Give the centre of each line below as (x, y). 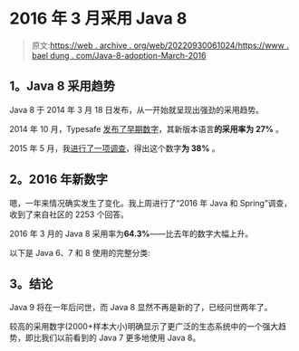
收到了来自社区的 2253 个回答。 (69, 214)
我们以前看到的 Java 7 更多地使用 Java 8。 (121, 338)
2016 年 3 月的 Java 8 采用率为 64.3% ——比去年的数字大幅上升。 (131, 233)
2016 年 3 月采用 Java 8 (98, 19)
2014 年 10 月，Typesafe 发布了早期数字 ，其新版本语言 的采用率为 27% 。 (146, 128)
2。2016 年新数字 (59, 180)
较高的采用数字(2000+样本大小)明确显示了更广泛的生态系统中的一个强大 (144, 327)
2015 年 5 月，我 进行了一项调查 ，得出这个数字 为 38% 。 (115, 148)
